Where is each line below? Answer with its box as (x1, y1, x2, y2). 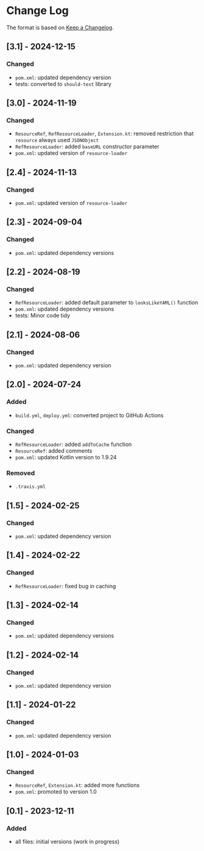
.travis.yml (15, 484, 46, 490)
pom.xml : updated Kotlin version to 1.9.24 (15, 454, 117, 461)
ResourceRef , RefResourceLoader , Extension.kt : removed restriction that (15, 130, 194, 137)
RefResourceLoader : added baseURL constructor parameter (15, 143, 160, 150)
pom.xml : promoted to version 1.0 (15, 788, 97, 795)
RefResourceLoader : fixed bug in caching (15, 582, 116, 589)
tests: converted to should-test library (15, 80, 111, 87)
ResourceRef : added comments (15, 447, 93, 454)
